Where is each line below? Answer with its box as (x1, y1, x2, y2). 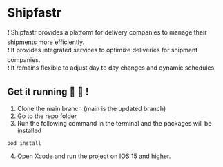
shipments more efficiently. (7, 38, 85, 46)
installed (17, 126, 41, 135)
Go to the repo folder (17, 112, 77, 120)
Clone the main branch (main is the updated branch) (17, 104, 166, 112)
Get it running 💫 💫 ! (7, 86, 89, 98)
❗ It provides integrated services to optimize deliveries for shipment (7, 46, 198, 54)
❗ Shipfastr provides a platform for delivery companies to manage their (7, 28, 207, 36)
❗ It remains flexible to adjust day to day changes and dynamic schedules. (7, 63, 216, 72)
